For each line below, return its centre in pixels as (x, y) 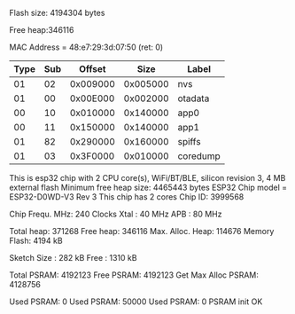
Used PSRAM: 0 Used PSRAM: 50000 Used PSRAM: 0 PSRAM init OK (136, 302)
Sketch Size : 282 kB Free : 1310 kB (73, 258)
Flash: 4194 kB (36, 240)
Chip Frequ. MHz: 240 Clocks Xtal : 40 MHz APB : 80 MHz (116, 214)
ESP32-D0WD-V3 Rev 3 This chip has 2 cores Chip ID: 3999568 (127, 197)
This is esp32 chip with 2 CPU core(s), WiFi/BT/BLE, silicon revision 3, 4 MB (147, 178)
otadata (194, 98)
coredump (199, 156)
